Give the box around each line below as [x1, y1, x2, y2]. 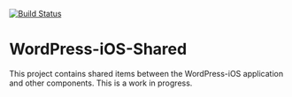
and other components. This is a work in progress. [9, 78, 193, 88]
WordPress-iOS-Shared [9, 40, 188, 59]
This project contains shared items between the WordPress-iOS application [9, 68, 284, 78]
